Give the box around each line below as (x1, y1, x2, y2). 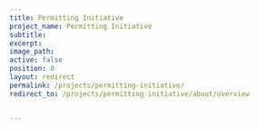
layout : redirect (9, 73, 75, 82)
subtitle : (9, 30, 47, 39)
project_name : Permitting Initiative (9, 22, 153, 31)
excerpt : (9, 38, 43, 48)
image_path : (9, 47, 55, 56)
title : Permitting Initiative (9, 13, 125, 23)
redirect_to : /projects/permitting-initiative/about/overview (9, 89, 250, 98)
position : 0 (9, 64, 55, 74)
